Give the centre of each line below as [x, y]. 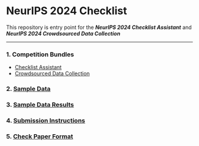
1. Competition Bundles [40, 54]
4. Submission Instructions [46, 121]
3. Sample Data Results [40, 105]
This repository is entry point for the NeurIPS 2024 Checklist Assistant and [99, 27]
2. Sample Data [28, 89]
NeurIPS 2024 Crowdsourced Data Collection [63, 33]
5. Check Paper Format [40, 136]
